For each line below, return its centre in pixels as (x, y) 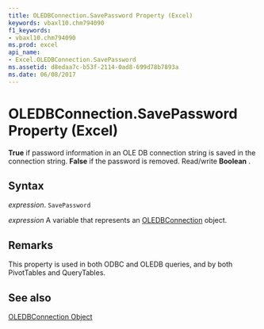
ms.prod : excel (33, 45)
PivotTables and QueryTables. (57, 273)
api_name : (25, 52)
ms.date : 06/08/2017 (42, 75)
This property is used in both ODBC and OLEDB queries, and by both (121, 264)
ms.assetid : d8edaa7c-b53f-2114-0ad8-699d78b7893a (94, 67)
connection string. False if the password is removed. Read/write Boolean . (130, 161)
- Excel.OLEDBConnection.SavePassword (72, 60)
